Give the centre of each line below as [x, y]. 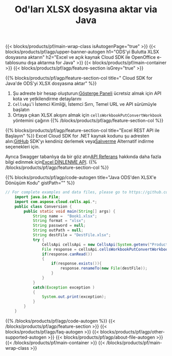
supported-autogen [26, 337]
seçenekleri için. [23, 147]
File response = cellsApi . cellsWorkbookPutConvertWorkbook [106, 249]
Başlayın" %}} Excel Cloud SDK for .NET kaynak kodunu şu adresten [77, 136]
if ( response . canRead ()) [67, 254]
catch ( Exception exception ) [64, 287]
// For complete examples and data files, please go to [66, 192]
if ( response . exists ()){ [76, 264]
